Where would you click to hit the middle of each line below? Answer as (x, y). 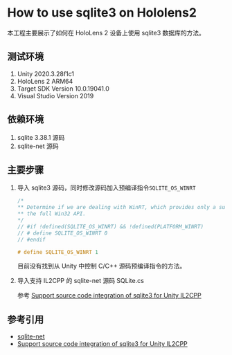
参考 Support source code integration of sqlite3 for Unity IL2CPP (109, 295)
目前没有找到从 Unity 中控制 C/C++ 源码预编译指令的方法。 (101, 266)
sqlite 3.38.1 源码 (41, 137)
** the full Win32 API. (52, 214)
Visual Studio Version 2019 (55, 95)
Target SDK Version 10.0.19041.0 (63, 89)
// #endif (32, 239)
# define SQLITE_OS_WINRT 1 (57, 252)
